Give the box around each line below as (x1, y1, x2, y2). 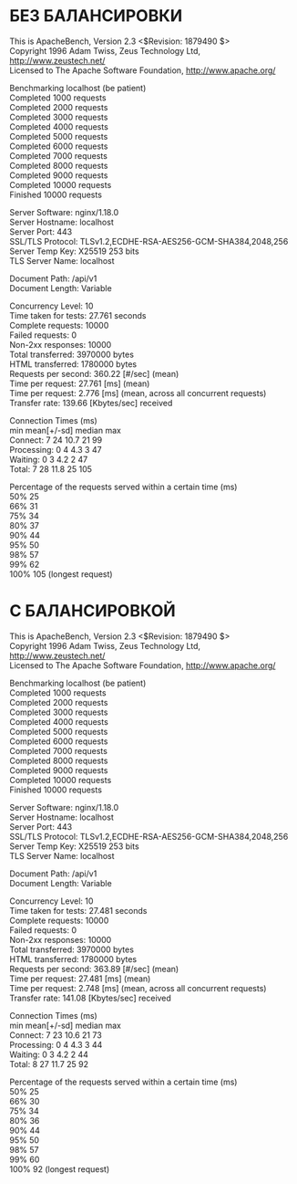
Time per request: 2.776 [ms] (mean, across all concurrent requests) (9, 387, 267, 398)
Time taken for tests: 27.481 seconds (9, 905, 148, 916)
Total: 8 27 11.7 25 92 (9, 1058, 89, 1069)
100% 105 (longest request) (9, 568, 113, 580)
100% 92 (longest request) (9, 1163, 110, 1174)
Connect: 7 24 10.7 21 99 (9, 435, 103, 445)
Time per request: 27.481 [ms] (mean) (9, 973, 151, 984)
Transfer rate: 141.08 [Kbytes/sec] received (9, 992, 171, 1003)
